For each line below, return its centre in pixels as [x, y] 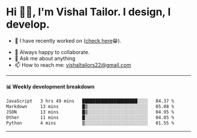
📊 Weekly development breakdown [50, 86]
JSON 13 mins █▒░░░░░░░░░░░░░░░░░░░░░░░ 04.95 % [90, 112]
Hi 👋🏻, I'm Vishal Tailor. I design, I [89, 12]
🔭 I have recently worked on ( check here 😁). [68, 41]
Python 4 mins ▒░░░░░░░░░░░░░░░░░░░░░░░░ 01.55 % [90, 123]
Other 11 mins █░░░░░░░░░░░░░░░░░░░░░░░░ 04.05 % [90, 117]
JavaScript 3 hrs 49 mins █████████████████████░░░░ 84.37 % [90, 101]
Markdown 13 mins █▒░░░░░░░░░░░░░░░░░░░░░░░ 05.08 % [90, 107]
